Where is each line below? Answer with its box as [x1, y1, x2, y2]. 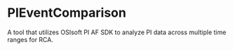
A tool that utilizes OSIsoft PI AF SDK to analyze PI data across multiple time [7, 28, 227, 36]
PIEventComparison [7, 5, 126, 21]
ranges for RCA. [7, 35, 54, 43]
